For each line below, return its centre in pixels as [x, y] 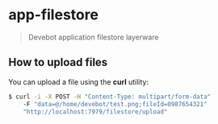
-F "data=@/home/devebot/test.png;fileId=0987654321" [115, 104]
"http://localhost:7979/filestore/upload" [95, 112]
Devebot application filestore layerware [93, 37]
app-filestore [54, 15]
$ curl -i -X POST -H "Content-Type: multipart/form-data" [110, 97]
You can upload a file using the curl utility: [79, 81]
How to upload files [58, 62]
